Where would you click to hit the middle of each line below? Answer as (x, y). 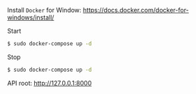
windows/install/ (31, 17)
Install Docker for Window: (44, 10)
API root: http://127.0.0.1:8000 (50, 83)
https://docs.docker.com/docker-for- (136, 10)
